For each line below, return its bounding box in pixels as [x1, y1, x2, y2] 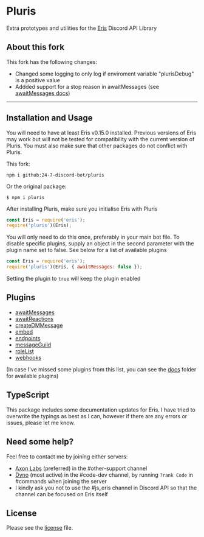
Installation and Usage [6, 113, 93, 123]
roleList [15, 347, 35, 354]
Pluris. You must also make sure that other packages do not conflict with [6, 142, 188, 149]
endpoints [15, 334, 41, 342]
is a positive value [15, 76, 61, 83]
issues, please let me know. [6, 419, 75, 426]
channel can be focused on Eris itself [15, 490, 108, 497]
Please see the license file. [6, 524, 73, 532]
